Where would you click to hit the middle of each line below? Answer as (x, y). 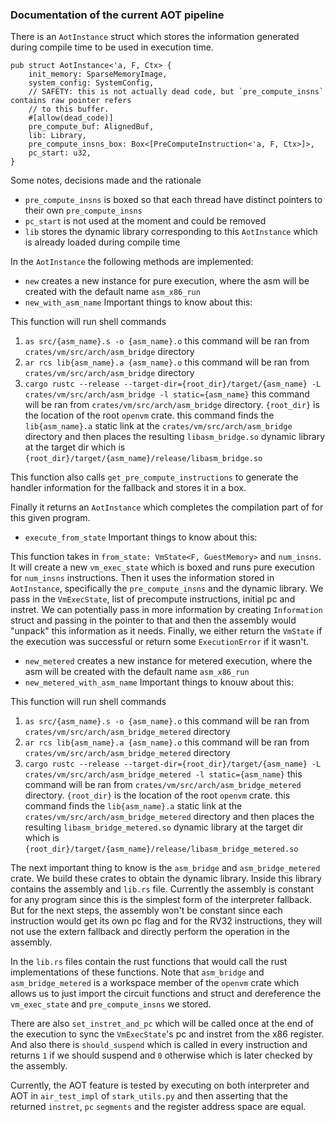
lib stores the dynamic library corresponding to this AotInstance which (171, 232)
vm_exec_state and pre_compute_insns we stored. (111, 1004)
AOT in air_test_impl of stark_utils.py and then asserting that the (149, 1096)
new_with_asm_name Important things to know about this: (138, 302)
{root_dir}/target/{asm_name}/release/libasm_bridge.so (143, 459)
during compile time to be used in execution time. (112, 47)
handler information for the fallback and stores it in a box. (128, 488)
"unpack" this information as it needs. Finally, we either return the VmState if (166, 631)
